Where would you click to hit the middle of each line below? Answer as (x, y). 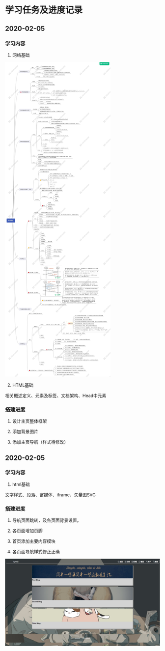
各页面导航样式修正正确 (36, 552)
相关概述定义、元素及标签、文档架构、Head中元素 (56, 396)
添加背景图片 (25, 432)
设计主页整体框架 (29, 421)
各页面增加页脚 (27, 531)
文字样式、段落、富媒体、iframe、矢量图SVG (50, 495)
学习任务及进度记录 (44, 10)
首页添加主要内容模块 (34, 541)
